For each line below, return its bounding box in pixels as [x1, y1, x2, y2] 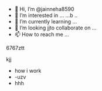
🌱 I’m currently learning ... [14, 18, 77, 25]
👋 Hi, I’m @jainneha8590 [14, 6, 74, 12]
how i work [14, 68, 42, 74]
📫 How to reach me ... [14, 31, 69, 38]
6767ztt [6, 45, 25, 51]
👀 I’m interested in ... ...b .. [14, 12, 78, 19]
